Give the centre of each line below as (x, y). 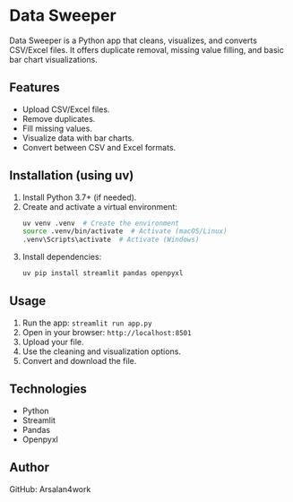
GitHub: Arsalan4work (50, 489)
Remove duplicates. (59, 118)
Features (34, 87)
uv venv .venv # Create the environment (101, 223)
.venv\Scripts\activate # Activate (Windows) (111, 240)
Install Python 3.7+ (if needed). (79, 197)
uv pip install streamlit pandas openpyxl (103, 273)
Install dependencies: (62, 257)
